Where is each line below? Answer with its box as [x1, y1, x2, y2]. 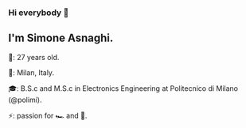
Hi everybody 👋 [8, 7, 69, 18]
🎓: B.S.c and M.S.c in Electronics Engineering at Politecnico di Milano [8, 83, 239, 93]
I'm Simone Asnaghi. [8, 32, 114, 45]
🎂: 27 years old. [8, 52, 60, 62]
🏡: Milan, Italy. [8, 67, 54, 77]
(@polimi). [8, 95, 42, 104]
